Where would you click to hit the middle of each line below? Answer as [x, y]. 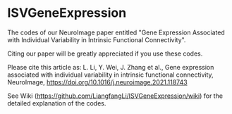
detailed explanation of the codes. [57, 103]
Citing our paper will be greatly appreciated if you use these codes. [105, 53]
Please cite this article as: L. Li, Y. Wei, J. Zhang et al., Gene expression [111, 67]
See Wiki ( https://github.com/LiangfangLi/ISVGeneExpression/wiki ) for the [115, 96]
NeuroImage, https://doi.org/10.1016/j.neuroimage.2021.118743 [98, 82]
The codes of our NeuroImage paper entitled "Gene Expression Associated [116, 32]
